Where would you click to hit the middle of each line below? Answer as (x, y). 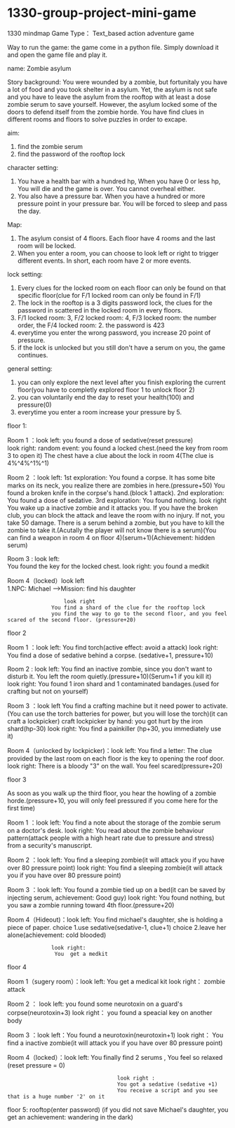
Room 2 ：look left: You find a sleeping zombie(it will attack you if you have (116, 860)
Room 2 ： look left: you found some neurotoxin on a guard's (95, 1004)
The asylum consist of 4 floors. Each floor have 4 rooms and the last (116, 238)
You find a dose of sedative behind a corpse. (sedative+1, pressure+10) (110, 655)
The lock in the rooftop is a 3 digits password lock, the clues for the (115, 303)
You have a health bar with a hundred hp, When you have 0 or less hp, (119, 181)
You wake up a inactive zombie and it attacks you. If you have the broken (113, 508)
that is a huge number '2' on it (56, 1096)
